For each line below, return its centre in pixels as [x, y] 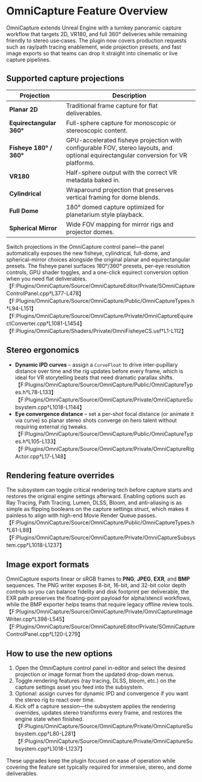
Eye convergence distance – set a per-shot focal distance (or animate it [104, 414]
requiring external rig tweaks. [51, 426]
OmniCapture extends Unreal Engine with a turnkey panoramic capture [94, 28]
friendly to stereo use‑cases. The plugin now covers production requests [96, 40]
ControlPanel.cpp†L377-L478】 [45, 293]
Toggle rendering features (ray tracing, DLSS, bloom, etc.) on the [95, 681]
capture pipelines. [29, 60]
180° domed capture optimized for [115, 207]
